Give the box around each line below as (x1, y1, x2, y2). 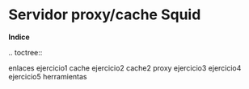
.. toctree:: (8, 47, 43, 57)
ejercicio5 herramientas (8, 71, 87, 81)
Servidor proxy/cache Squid (8, 6, 201, 24)
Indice (8, 32, 30, 42)
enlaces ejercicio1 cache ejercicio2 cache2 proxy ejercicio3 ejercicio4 (8, 63, 242, 73)
